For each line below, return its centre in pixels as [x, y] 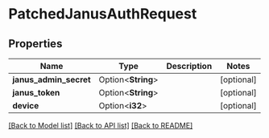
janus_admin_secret [52, 79]
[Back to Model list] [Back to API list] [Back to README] [101, 126]
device [26, 106]
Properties [35, 44]
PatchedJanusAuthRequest [103, 14]
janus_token [36, 93]
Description [189, 66]
